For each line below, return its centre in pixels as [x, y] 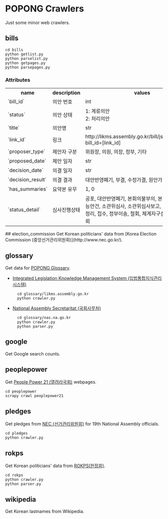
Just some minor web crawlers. [37, 22]
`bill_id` [16, 101]
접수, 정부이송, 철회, [119, 214]
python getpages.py [25, 63]
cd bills [14, 50]
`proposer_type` [26, 151]
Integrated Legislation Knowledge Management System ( [71, 278]
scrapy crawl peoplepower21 [34, 396]
